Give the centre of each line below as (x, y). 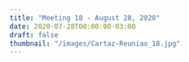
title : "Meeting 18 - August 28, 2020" (85, 18)
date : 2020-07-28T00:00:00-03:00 (73, 26)
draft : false (34, 35)
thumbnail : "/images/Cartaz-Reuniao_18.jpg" (95, 43)
